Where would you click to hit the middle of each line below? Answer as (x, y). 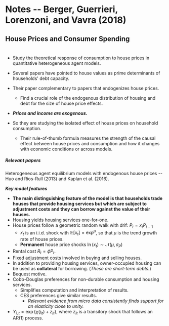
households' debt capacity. (41, 78)
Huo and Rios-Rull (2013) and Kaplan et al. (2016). (57, 179)
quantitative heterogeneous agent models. (57, 63)
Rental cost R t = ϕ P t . (34, 252)
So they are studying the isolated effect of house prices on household (85, 123)
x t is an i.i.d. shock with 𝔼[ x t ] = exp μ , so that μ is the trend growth (89, 233)
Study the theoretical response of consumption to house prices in (81, 58)
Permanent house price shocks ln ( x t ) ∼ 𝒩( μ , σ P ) (71, 245)
